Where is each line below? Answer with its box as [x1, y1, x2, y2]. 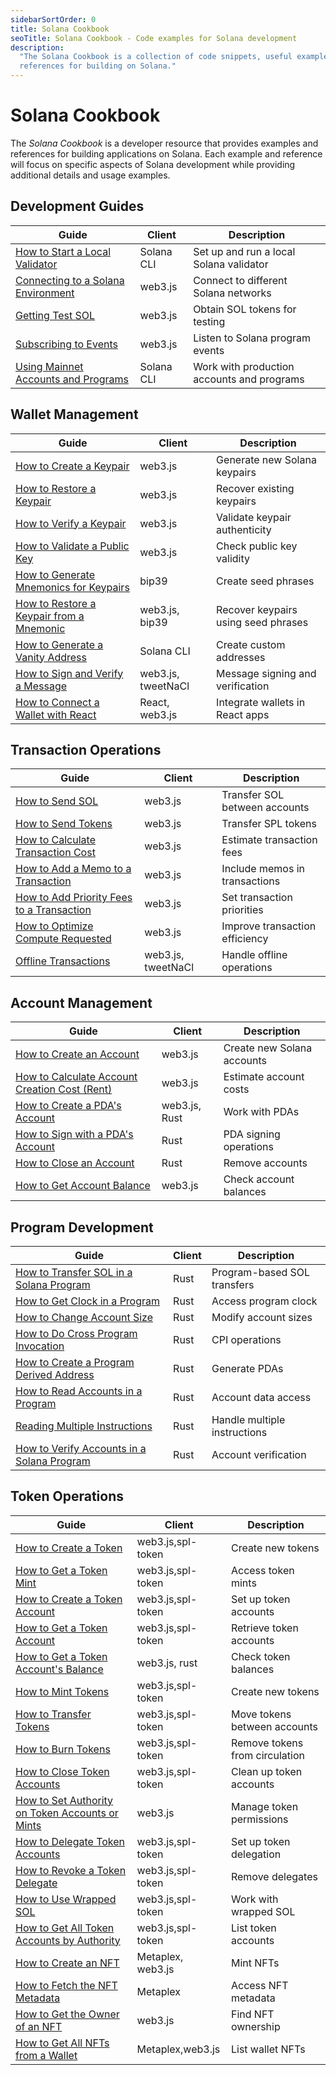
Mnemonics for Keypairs [15, 580, 130, 594]
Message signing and [216, 666, 317, 680]
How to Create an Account [15, 1047, 140, 1061]
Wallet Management [10, 406, 139, 423]
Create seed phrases [216, 574, 315, 588]
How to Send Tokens [15, 817, 113, 831]
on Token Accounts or [15, 1806, 119, 1820]
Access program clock [211, 1294, 318, 1308]
